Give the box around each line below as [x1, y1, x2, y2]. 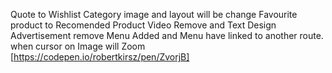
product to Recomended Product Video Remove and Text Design [10, 19, 277, 31]
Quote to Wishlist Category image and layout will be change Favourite [10, 9, 298, 20]
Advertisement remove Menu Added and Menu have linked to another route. [10, 30, 324, 41]
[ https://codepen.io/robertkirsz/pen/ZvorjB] [10, 51, 190, 63]
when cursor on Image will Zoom [10, 40, 146, 52]
